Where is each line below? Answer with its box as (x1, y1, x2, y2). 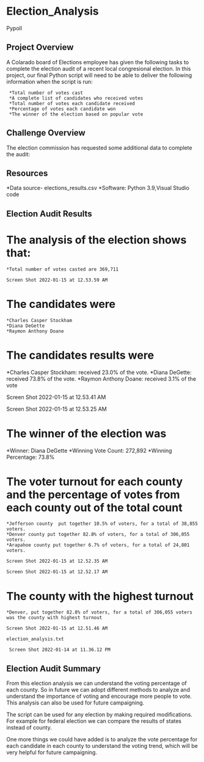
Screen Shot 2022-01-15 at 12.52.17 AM (6, 569, 108, 575)
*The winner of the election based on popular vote (9, 111, 144, 117)
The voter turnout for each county (6, 475, 183, 488)
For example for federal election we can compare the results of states (6, 717, 182, 725)
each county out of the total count (6, 500, 183, 515)
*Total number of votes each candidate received (9, 100, 136, 106)
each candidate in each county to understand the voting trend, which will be (6, 742, 199, 750)
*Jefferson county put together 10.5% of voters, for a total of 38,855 (6, 521, 199, 527)
